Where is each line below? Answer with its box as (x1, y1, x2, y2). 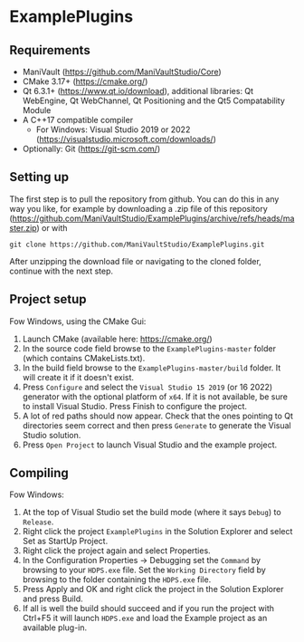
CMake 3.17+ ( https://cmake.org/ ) (22, 76, 148, 87)
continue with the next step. (9, 265, 114, 276)
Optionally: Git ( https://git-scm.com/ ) (22, 143, 161, 154)
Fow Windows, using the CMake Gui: (9, 315, 147, 327)
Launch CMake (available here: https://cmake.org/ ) (22, 333, 213, 344)
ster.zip (9, 222, 37, 233)
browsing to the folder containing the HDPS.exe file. (22, 574, 212, 585)
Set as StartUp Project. (22, 536, 109, 547)
